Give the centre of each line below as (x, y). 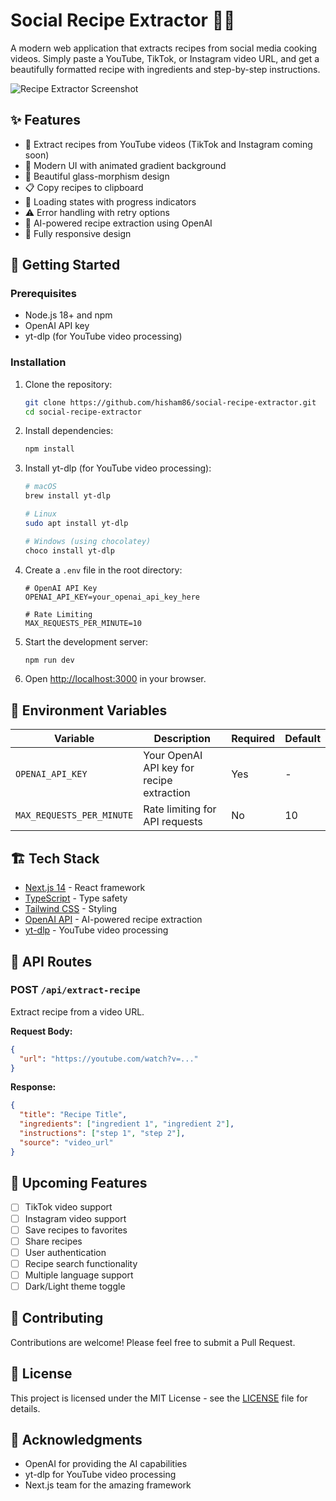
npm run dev (49, 660)
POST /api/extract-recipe (75, 990)
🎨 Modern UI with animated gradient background (125, 165)
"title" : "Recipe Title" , (73, 1115)
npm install (49, 449)
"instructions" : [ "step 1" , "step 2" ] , (102, 1134)
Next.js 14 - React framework (85, 888)
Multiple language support (79, 1275)
